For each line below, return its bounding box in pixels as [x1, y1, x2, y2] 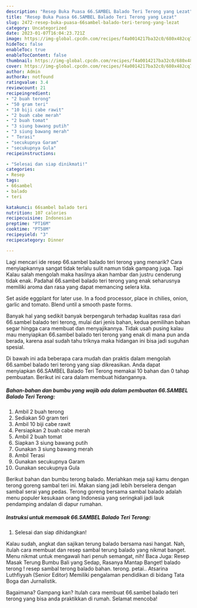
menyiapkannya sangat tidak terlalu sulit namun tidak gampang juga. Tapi [6, 265, 184, 272]
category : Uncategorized [6, 25, 67, 31]
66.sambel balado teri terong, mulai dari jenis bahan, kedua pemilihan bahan [6, 318, 191, 326]
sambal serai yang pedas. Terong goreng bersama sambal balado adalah [6, 488, 182, 495]
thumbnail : [6, 58, 33, 63]
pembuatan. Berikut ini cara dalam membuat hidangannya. [6, 373, 147, 380]
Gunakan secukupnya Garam [14, 458, 85, 465]
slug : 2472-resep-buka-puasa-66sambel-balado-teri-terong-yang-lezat [6, 19, 180, 25]
